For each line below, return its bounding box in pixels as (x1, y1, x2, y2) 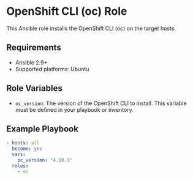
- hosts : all (6, 140, 40, 146)
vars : (12, 152, 26, 158)
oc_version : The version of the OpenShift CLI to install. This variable (15, 100, 187, 107)
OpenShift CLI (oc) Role (6, 4, 127, 18)
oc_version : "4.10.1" (17, 157, 72, 163)
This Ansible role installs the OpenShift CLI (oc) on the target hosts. (6, 25, 176, 32)
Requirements (6, 42, 61, 53)
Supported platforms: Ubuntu (15, 65, 89, 72)
